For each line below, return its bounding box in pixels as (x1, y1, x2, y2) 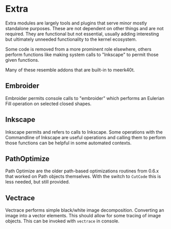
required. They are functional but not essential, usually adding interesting (5, 31, 159, 37)
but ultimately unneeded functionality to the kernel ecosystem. (5, 36, 137, 42)
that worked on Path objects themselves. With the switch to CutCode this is (5, 173, 161, 180)
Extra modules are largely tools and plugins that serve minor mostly (5, 20, 147, 26)
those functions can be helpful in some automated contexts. (5, 140, 132, 146)
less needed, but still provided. (5, 179, 70, 185)
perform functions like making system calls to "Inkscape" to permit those (5, 52, 159, 58)
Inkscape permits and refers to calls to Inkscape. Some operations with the (5, 129, 163, 135)
